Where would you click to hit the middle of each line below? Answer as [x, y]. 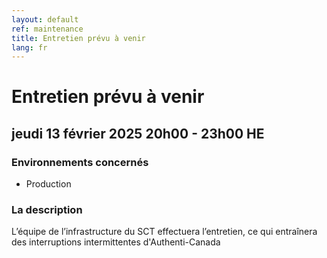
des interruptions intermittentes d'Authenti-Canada [116, 242]
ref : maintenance [47, 29]
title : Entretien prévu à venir [78, 38]
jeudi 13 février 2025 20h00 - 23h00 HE [138, 133]
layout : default [45, 19]
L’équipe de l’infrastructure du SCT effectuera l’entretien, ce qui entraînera [164, 232]
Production [48, 184]
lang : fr [29, 47]
